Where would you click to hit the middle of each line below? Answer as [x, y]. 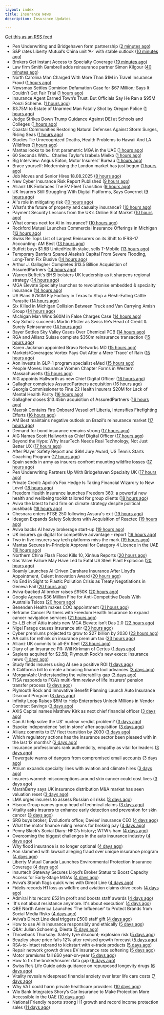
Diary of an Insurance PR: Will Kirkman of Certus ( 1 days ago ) [74, 649]
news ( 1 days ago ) [30, 659]
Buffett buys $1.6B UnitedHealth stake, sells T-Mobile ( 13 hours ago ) [81, 249]
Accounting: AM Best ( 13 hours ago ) [49, 244]
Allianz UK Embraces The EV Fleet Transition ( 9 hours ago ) [71, 187]
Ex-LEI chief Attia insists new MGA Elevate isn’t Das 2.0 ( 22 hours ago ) [83, 623]
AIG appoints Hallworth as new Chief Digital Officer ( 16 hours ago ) [79, 379]
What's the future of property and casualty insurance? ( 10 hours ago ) [82, 207]
